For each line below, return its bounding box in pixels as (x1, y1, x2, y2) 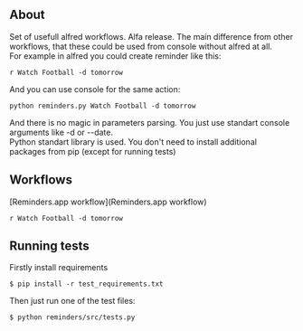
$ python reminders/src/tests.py (9, 313, 136, 322)
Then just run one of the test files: (9, 296, 136, 307)
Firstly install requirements (9, 262, 109, 273)
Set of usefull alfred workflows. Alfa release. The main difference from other (9, 31, 294, 42)
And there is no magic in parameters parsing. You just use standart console (9, 117, 290, 128)
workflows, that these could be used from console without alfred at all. (9, 41, 273, 52)
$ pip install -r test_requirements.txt (9, 279, 165, 288)
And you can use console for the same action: (9, 83, 181, 94)
